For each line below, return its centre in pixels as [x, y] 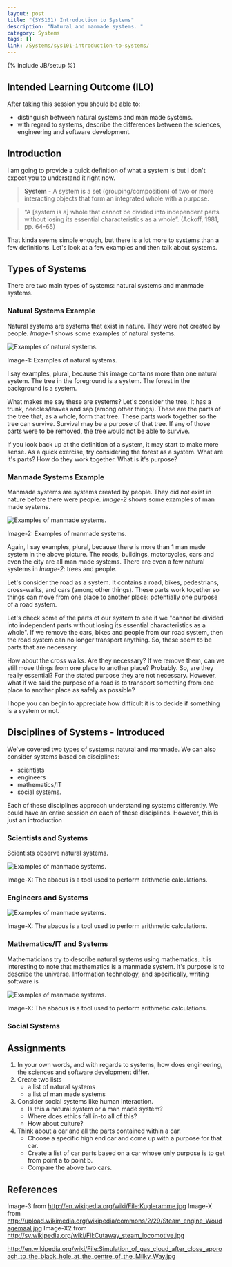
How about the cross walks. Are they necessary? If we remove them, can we [116, 660]
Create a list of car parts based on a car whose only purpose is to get [126, 1153]
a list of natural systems [61, 1087]
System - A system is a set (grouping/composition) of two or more [119, 191]
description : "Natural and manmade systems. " [75, 26]
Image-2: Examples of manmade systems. [67, 534]
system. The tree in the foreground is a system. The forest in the [99, 380]
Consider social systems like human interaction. [85, 1102]
